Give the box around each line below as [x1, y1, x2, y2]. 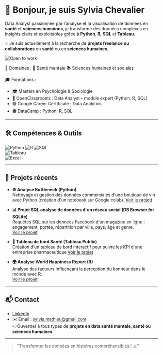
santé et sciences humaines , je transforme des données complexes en [5, 25, 148, 31]
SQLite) [12, 214, 28, 219]
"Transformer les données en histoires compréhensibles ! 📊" [16, 343, 139, 349]
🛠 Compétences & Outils [5, 129, 82, 138]
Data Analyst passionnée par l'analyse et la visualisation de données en [5, 20, 148, 26]
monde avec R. [12, 271, 42, 277]
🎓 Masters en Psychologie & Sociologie [12, 88, 93, 94]
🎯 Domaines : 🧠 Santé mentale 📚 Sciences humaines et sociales [5, 65, 134, 71]
